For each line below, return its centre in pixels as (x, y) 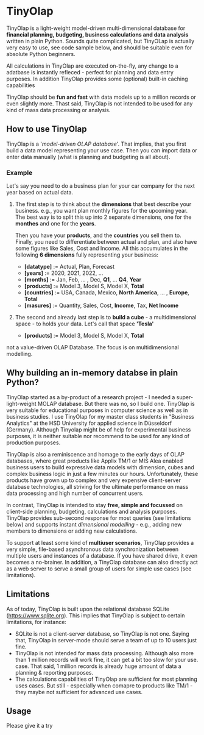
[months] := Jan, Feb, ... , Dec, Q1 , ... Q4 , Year (83, 280)
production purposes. (33, 442)
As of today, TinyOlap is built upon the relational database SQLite (88, 609)
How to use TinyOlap (47, 129)
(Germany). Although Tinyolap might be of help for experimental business (99, 429)
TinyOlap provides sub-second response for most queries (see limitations (99, 518)
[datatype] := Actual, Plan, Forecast (69, 267)
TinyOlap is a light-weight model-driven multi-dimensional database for (96, 28)
